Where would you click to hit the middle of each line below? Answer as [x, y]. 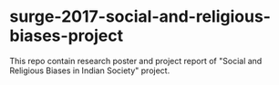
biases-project [67, 36]
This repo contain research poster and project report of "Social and [136, 61]
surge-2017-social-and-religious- [140, 17]
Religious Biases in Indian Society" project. [90, 71]
